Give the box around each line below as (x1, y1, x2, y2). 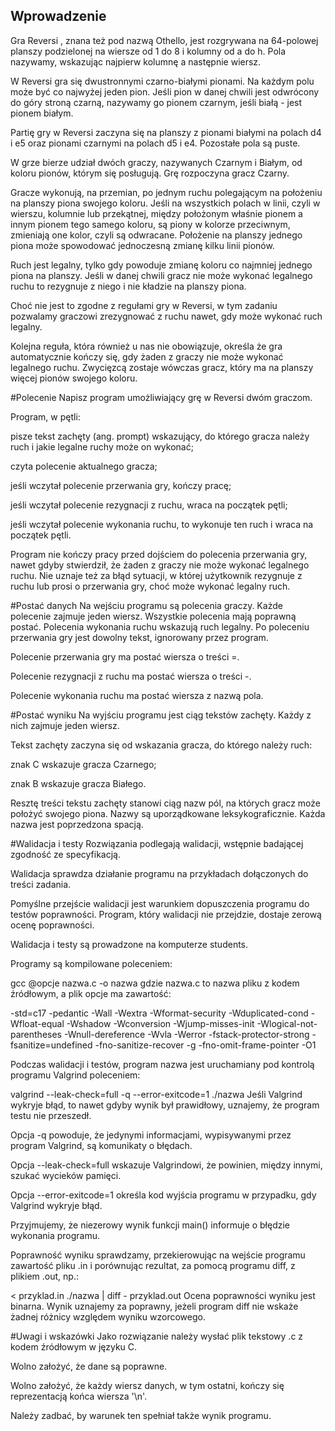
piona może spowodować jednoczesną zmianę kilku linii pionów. (10, 239, 275, 251)
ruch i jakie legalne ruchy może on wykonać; (10, 440, 194, 453)
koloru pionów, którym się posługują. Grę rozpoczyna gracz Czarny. (10, 167, 290, 179)
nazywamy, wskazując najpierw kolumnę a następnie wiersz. (10, 55, 262, 68)
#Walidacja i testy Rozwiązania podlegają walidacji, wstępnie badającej (10, 837, 304, 849)
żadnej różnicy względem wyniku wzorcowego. (10, 1310, 206, 1323)
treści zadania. (10, 878, 72, 890)
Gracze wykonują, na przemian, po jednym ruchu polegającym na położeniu (10, 186, 323, 198)
